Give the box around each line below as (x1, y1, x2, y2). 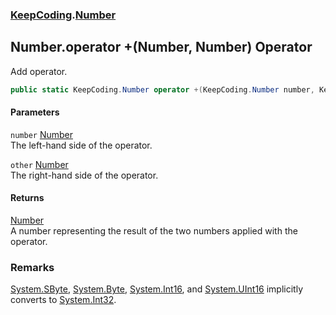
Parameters (10, 106, 60, 118)
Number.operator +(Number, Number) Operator (10, 39, 313, 56)
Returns (10, 192, 45, 204)
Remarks (10, 260, 55, 274)
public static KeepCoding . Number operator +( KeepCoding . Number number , (10, 84, 315, 95)
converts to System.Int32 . (10, 294, 117, 306)
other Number (10, 158, 69, 170)
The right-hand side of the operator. (10, 169, 159, 181)
